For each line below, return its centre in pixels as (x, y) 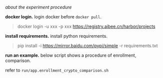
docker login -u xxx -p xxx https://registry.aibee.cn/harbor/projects (86, 26)
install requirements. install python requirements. (56, 36)
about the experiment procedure (39, 7)
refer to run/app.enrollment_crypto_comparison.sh (57, 70)
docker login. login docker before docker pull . (53, 17)
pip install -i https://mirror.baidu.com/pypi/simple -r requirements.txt (87, 46)
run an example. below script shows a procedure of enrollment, (71, 55)
